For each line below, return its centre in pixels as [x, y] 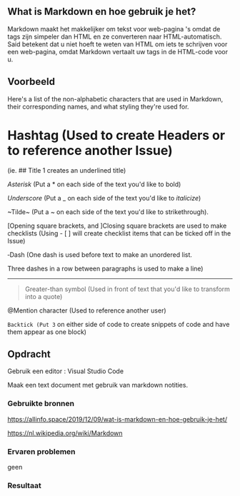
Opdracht [29, 354]
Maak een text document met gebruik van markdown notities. [97, 385]
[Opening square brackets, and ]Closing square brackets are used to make [117, 226]
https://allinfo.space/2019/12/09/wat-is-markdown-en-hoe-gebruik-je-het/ [117, 419]
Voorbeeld [31, 82]
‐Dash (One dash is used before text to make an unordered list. [100, 254]
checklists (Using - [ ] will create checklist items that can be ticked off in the [119, 233]
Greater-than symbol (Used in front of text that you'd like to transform [127, 289]
